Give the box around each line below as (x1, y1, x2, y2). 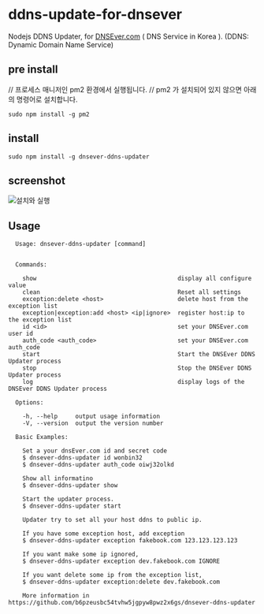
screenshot (8, 173, 65, 187)
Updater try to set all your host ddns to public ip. (22, 516, 203, 524)
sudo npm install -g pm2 (8, 110, 90, 118)
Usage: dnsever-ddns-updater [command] (15, 240, 147, 248)
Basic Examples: (15, 434, 69, 441)
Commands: (15, 261, 47, 269)
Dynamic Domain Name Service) (8, 39, 114, 49)
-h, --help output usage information (22, 412, 160, 421)
